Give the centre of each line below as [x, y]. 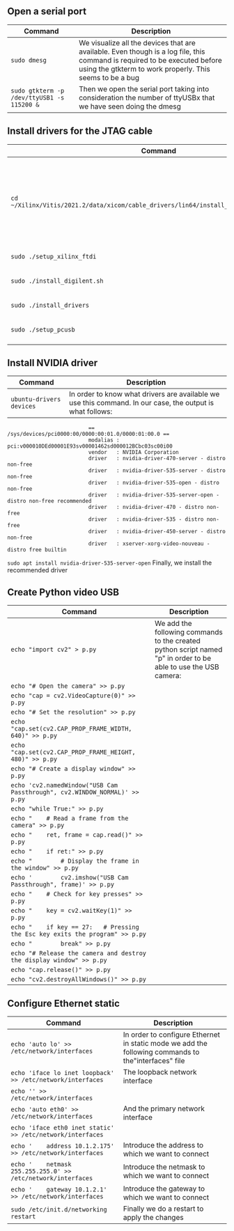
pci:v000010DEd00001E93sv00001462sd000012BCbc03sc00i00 [90, 446]
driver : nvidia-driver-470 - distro [146, 508]
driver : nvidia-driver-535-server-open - [154, 495]
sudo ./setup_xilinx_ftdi [54, 256]
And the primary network [164, 1108]
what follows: [91, 411]
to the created [177, 641]
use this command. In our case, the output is [142, 403]
